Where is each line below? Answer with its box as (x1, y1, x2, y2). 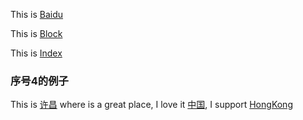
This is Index (10, 47, 63, 59)
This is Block (10, 28, 63, 39)
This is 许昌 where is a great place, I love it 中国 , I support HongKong (10, 99, 293, 111)
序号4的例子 (10, 74, 69, 88)
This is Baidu (10, 9, 64, 20)
